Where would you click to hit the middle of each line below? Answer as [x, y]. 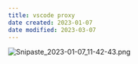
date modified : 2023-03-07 [52, 30]
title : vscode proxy [42, 15]
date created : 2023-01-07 [50, 23]
